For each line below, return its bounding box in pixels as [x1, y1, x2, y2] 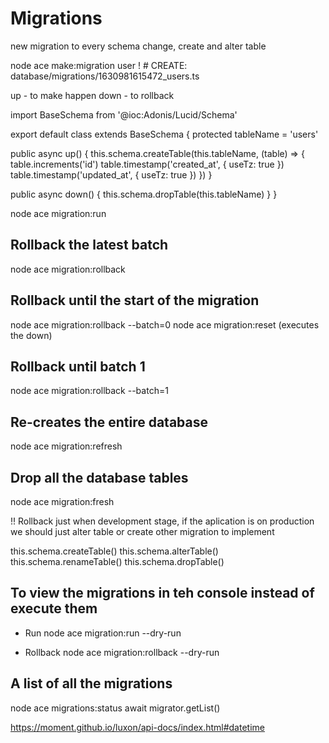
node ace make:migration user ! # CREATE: [10, 59, 188, 71]
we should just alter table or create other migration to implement [10, 526, 275, 537]
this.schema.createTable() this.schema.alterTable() [10, 545, 219, 557]
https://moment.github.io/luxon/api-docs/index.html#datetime [10, 721, 265, 733]
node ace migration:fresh [10, 496, 115, 507]
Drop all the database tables [10, 469, 189, 486]
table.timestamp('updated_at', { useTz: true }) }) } [10, 168, 213, 181]
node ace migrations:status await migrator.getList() [10, 702, 221, 714]
